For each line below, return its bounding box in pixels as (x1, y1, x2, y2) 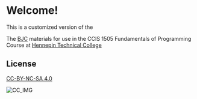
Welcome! (6, 4, 58, 17)
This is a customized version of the (6, 23, 93, 31)
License (6, 59, 37, 69)
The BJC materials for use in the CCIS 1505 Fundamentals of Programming (6, 35, 192, 42)
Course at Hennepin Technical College (6, 41, 102, 49)
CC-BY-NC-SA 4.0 (6, 74, 52, 82)
